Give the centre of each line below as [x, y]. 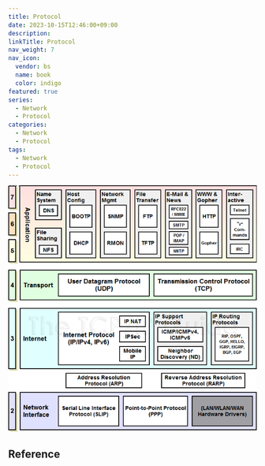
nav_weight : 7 [32, 50]
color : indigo [38, 83]
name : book [33, 75]
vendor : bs [33, 67]
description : [30, 33]
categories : [28, 125]
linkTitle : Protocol [42, 42]
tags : [17, 150]
